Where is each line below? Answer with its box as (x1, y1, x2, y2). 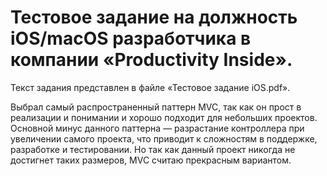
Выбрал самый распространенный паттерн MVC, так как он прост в (10, 101, 302, 113)
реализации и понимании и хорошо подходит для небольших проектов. (10, 111, 318, 123)
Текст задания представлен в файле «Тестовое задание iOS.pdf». (10, 81, 291, 93)
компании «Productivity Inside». (10, 49, 293, 71)
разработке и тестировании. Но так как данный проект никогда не (10, 143, 296, 155)
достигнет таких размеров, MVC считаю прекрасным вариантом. (10, 154, 292, 166)
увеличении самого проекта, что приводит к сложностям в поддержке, (10, 132, 318, 145)
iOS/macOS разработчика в (10, 27, 252, 50)
